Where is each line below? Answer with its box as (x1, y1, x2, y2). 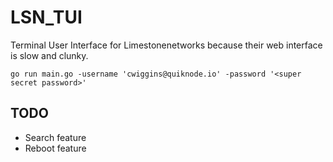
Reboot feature (24, 142, 87, 154)
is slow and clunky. (10, 49, 89, 61)
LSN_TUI (10, 6, 83, 29)
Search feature (24, 131, 87, 143)
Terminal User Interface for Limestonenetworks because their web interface (10, 39, 323, 51)
